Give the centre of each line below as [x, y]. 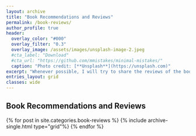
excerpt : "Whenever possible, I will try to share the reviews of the [94, 72]
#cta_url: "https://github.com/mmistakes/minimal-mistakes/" [87, 60]
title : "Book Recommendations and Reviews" [60, 17]
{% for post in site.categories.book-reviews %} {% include [76, 120]
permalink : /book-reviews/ [39, 22]
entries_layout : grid [32, 77]
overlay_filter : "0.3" [39, 45]
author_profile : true [32, 28]
